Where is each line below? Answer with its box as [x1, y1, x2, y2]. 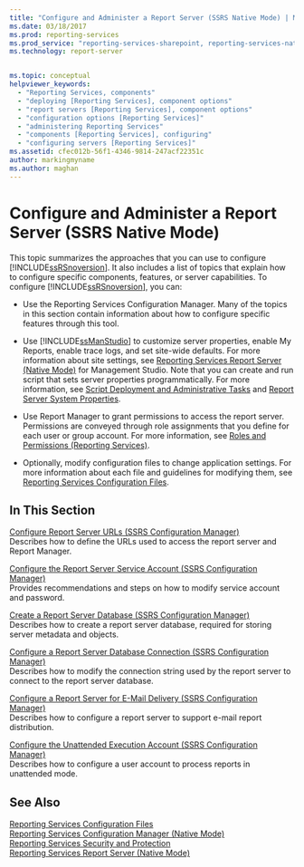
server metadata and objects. [9, 629, 119, 640]
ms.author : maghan [9, 164, 79, 173]
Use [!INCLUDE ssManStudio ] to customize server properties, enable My [22, 335, 292, 346]
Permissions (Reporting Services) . [22, 439, 151, 450]
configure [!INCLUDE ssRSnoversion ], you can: [9, 281, 183, 292]
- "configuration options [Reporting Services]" [17, 113, 204, 122]
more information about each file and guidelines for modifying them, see [22, 467, 293, 477]
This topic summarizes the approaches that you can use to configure [9, 252, 267, 263]
